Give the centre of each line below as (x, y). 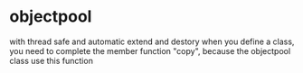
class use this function (51, 60)
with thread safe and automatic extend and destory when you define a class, (152, 41)
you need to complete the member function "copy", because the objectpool (150, 50)
